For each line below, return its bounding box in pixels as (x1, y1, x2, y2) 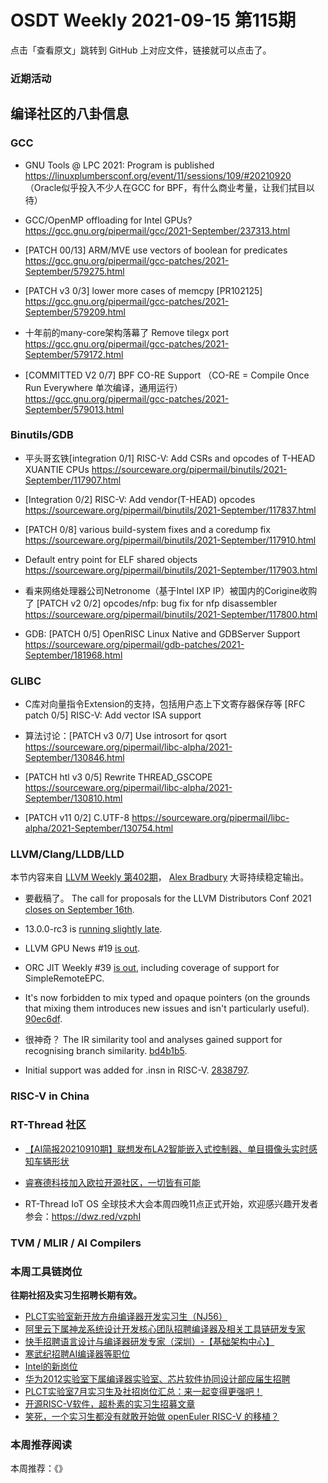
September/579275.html (24, 265, 125, 277)
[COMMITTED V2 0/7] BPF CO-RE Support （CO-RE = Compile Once (24, 369, 310, 381)
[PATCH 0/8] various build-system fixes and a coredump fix (24, 523, 271, 535)
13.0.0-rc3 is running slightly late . (24, 923, 163, 935)
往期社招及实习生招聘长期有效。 (10, 1289, 142, 1301)
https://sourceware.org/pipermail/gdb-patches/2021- (24, 638, 245, 650)
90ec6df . (24, 1013, 63, 1025)
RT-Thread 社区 (10, 1118, 87, 1132)
